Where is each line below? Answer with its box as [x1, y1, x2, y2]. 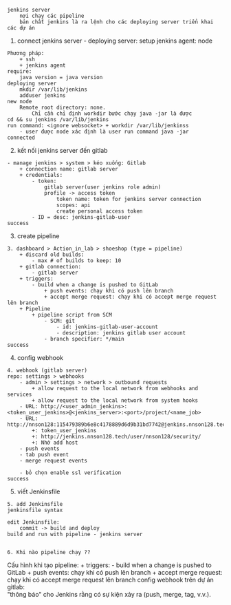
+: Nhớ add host [32, 439, 78, 446]
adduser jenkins [19, 92, 67, 99]
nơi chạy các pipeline [19, 12, 85, 19]
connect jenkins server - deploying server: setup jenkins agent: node [16, 36, 213, 45]
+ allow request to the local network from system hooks [32, 397, 198, 404]
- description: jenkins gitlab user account [56, 330, 186, 337]
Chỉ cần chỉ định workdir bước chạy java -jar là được [32, 110, 192, 117]
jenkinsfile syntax [7, 507, 63, 513]
